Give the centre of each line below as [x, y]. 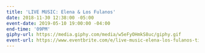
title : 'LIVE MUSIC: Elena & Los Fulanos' [61, 12]
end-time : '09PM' [28, 29]
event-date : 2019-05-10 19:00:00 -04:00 [59, 23]
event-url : [20, 40]
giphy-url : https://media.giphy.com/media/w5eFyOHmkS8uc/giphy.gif [94, 35]
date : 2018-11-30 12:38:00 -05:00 [50, 18]
